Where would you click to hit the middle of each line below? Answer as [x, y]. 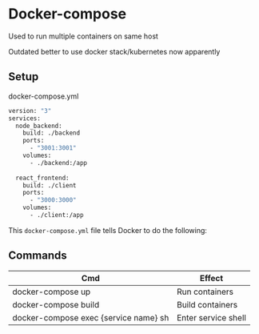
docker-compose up [52, 292]
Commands [38, 256]
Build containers [207, 304]
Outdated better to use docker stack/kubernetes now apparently [114, 51]
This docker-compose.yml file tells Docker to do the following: [108, 230]
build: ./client [50, 185]
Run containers [205, 292]
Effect [211, 278]
